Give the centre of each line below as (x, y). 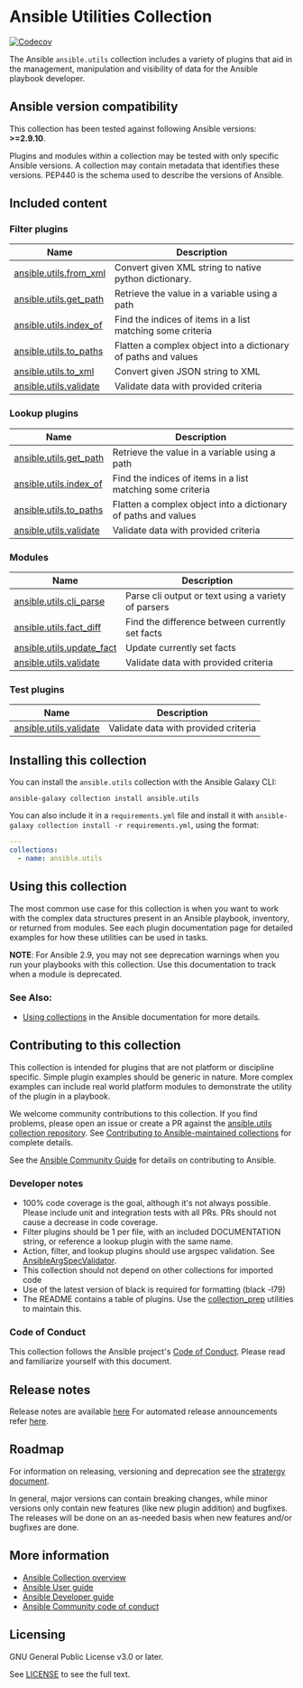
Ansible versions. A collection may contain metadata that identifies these (144, 165)
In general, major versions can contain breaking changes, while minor (138, 1498)
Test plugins (37, 689)
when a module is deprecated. (66, 974)
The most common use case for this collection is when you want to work (144, 908)
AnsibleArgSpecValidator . (69, 1260)
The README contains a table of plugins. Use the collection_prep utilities (158, 1298)
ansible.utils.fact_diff (58, 627)
